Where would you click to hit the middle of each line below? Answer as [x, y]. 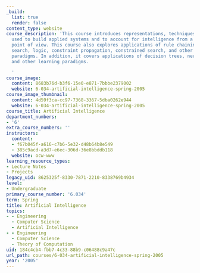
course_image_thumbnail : [37, 95]
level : [14, 183]
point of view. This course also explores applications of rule [93, 45]
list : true [25, 17]
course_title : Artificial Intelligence [56, 111]
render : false [29, 23]
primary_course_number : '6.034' [46, 194]
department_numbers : [32, 117]
